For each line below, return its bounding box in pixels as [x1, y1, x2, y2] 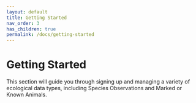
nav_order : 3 [6, 20, 40, 26]
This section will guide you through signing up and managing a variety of [6, 78, 190, 85]
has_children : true [6, 26, 56, 32]
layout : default [6, 9, 48, 15]
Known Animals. [6, 91, 47, 98]
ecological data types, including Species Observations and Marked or [6, 85, 183, 92]
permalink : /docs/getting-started [6, 32, 95, 38]
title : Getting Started [6, 15, 67, 21]
